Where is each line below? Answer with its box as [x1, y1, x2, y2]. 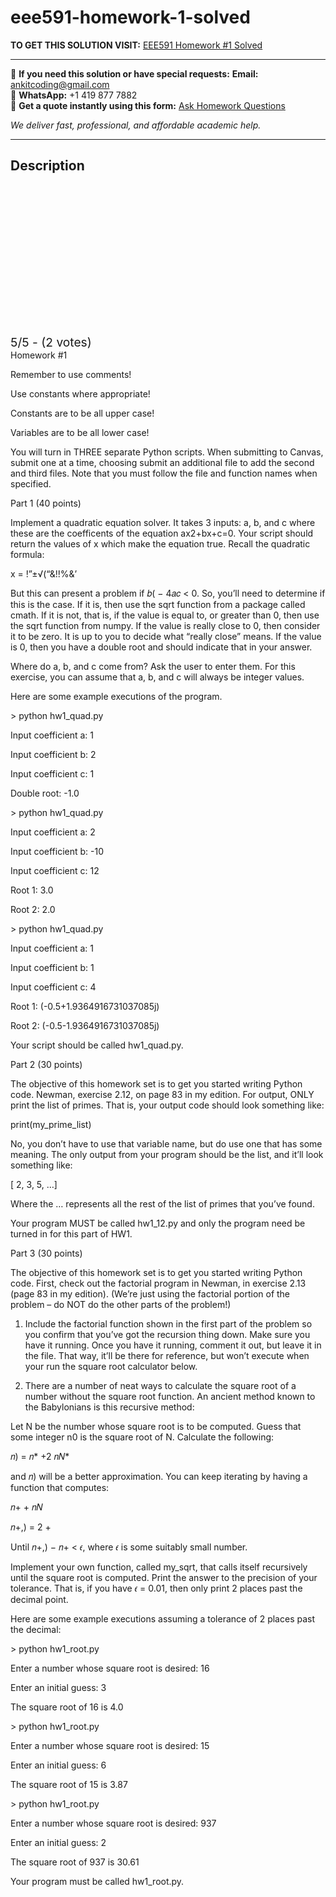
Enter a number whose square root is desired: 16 [10, 1662, 210, 1674]
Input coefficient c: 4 [10, 981, 97, 993]
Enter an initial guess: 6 [10, 1759, 107, 1771]
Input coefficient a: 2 [10, 826, 96, 838]
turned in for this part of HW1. [10, 1227, 133, 1240]
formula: [10, 548, 45, 560]
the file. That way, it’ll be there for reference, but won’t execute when [24, 1349, 310, 1361]
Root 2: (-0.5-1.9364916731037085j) [10, 1019, 160, 1031]
